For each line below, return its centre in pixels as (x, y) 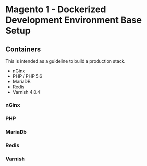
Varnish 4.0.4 (26, 92)
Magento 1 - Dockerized (56, 9)
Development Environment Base (73, 20)
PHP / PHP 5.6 (27, 76)
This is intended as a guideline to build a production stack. (65, 61)
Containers (23, 49)
